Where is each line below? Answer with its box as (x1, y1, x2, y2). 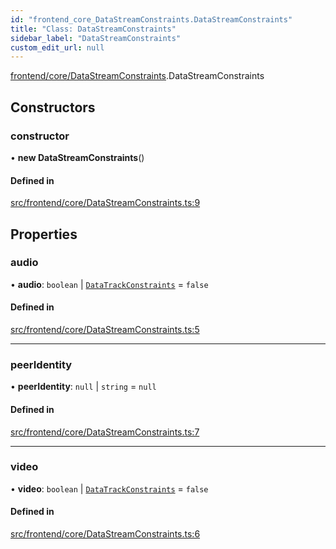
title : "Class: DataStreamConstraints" (10, 24, 177, 34)
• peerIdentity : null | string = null (10, 381, 157, 393)
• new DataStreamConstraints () (10, 151, 145, 163)
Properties (10, 226, 78, 243)
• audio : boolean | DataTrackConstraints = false (10, 278, 209, 290)
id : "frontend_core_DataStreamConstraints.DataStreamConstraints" (10, 14, 293, 25)
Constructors (10, 99, 96, 116)
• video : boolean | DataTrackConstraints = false (10, 482, 209, 495)
